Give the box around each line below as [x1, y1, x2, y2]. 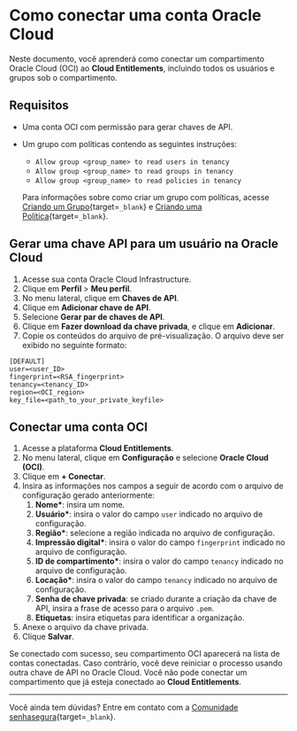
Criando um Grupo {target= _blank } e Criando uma [21, 201, 202, 212]
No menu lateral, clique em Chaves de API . [21, 292, 179, 303]
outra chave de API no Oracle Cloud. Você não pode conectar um [9, 667, 247, 678]
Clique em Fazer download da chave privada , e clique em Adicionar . [21, 321, 276, 331]
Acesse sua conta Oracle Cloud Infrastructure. [21, 274, 192, 284]
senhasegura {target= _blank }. [9, 712, 117, 722]
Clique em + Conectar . [21, 471, 106, 482]
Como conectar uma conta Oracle [9, 5, 262, 26]
